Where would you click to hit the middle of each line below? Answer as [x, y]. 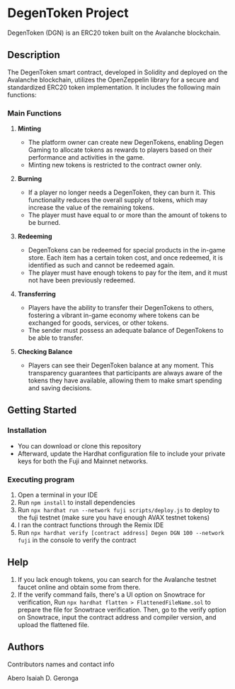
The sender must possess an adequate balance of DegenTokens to [126, 331]
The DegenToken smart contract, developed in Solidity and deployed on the [117, 72]
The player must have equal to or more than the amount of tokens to [127, 215]
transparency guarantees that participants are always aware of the [125, 373]
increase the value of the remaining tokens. [91, 208]
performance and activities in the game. [86, 158]
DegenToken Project [68, 13]
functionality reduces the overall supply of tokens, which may [118, 200]
